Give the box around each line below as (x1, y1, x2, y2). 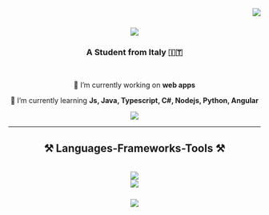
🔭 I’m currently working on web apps (73, 80, 196, 90)
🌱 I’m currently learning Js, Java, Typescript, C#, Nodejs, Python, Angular (10, 96, 259, 106)
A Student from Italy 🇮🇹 (86, 47, 183, 58)
